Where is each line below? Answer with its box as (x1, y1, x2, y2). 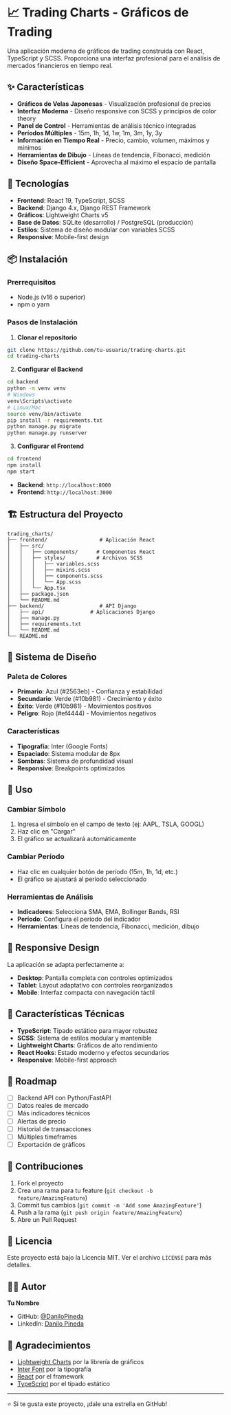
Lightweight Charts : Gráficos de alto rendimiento (16, 1041, 158, 1049)
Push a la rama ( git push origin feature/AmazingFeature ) (16, 1208, 183, 1216)
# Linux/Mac (7, 404, 41, 411)
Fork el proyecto (16, 1179, 64, 1187)
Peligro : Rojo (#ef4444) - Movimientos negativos (16, 709, 157, 717)
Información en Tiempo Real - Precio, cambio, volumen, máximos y (16, 136, 210, 144)
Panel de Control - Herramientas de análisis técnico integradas (16, 121, 197, 130)
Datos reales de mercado (16, 1102, 89, 1110)
